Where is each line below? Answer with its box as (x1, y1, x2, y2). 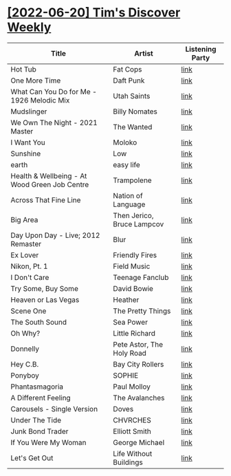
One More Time (10, 76, 61, 85)
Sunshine (10, 149, 41, 158)
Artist (133, 48, 153, 58)
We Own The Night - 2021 (10, 118, 98, 127)
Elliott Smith (113, 426, 151, 436)
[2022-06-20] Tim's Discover (7, 5, 181, 21)
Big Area (10, 215, 38, 224)
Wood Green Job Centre (10, 180, 89, 189)
